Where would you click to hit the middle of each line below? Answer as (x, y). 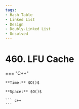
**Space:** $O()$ (24, 92)
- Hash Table (19, 15)
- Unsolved (17, 34)
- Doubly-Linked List (28, 29)
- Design (14, 24)
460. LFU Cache (40, 59)
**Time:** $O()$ (22, 82)
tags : (11, 10)
